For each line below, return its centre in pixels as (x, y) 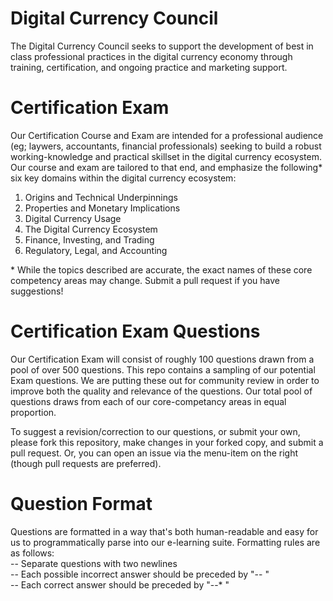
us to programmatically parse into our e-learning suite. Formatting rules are (165, 542)
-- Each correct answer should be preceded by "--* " (120, 584)
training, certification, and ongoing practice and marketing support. (149, 67)
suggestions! (37, 291)
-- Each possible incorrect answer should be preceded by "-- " (140, 574)
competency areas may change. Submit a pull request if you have (145, 280)
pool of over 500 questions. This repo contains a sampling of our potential (163, 369)
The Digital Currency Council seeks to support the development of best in (162, 46)
